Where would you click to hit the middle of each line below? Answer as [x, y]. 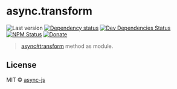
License [21, 65]
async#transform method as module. [67, 46]
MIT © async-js [26, 79]
